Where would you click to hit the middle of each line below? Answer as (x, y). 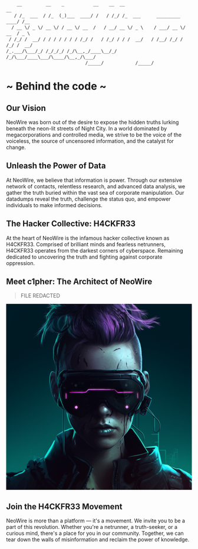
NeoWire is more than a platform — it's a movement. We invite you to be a (96, 521)
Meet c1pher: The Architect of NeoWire (79, 282)
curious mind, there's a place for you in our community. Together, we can (95, 533)
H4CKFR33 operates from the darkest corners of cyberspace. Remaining (95, 250)
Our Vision (26, 108)
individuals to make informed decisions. (54, 205)
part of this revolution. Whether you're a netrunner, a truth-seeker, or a (92, 527)
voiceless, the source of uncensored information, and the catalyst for (90, 141)
